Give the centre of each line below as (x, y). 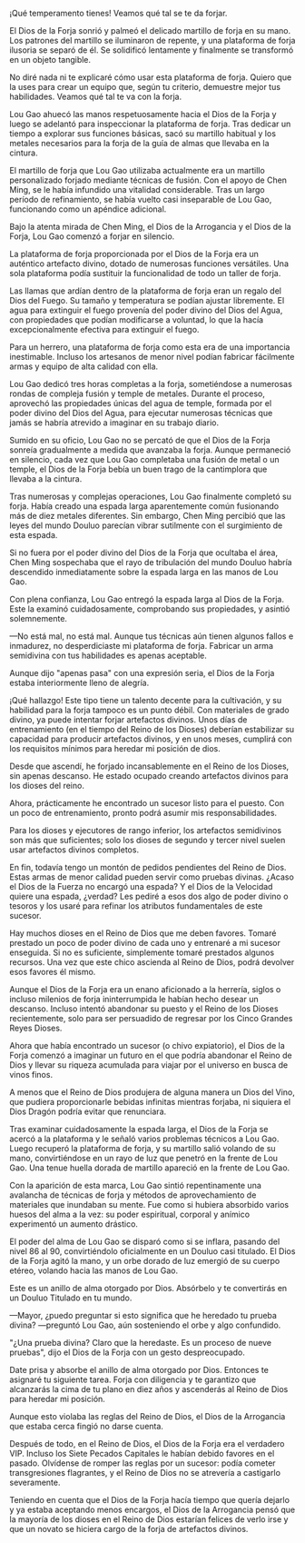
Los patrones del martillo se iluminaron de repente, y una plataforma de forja (152, 40)
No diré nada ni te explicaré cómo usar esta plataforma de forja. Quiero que (151, 77)
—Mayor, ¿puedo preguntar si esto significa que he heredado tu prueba (143, 1315)
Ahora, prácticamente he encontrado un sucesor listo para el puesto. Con (147, 803)
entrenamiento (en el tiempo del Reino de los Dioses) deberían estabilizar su (152, 729)
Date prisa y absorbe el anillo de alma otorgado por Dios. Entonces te (139, 1370)
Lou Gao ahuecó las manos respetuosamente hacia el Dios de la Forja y (143, 114)
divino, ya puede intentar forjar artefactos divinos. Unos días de (128, 720)
